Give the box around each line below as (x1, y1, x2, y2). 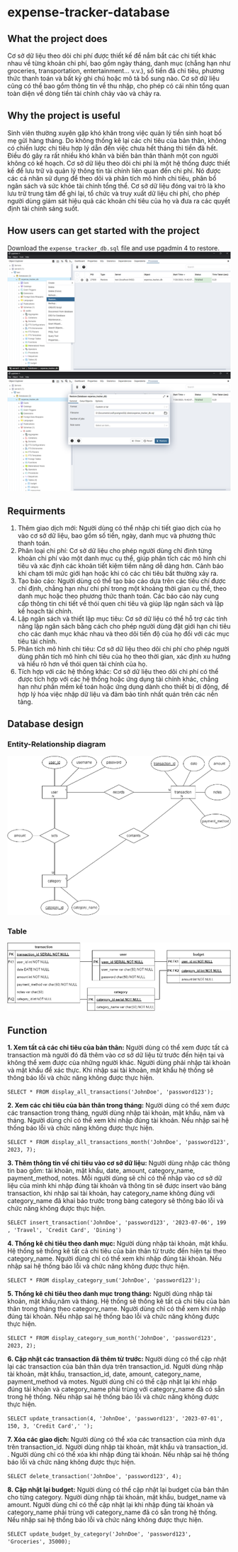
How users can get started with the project (7, 225, 200, 237)
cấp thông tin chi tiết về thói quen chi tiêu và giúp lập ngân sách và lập (17, 599, 225, 608)
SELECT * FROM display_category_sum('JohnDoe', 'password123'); (7, 1277, 201, 1284)
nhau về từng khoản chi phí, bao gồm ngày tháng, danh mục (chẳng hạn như (7, 59, 231, 68)
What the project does (7, 33, 108, 45)
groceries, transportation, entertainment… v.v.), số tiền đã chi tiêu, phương (7, 67, 225, 75)
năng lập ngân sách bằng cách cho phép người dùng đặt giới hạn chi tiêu (17, 621, 231, 630)
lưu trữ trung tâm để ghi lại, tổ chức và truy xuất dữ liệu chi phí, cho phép (7, 189, 220, 198)
